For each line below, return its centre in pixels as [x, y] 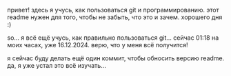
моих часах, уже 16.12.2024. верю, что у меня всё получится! [98, 45]
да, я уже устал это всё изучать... [57, 65]
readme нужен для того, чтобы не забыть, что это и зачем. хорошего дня [115, 17]
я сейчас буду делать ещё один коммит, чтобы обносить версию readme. [116, 58]
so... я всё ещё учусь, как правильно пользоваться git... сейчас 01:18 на [113, 38]
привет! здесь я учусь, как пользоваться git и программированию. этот [113, 10]
